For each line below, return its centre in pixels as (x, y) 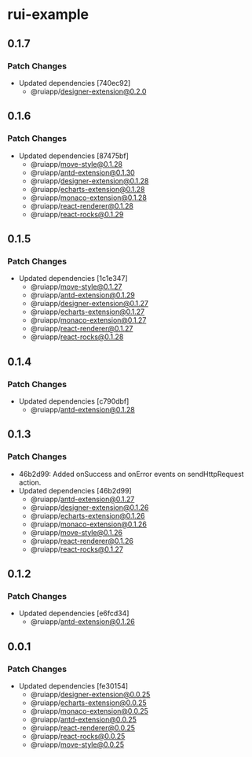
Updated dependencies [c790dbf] (74, 401)
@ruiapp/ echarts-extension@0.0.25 (88, 703)
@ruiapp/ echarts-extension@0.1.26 (88, 515)
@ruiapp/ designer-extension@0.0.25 (90, 694)
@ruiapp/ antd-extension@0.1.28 (82, 409)
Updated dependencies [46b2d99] (75, 490)
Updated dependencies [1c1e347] (73, 279)
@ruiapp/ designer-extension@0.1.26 (89, 507)
